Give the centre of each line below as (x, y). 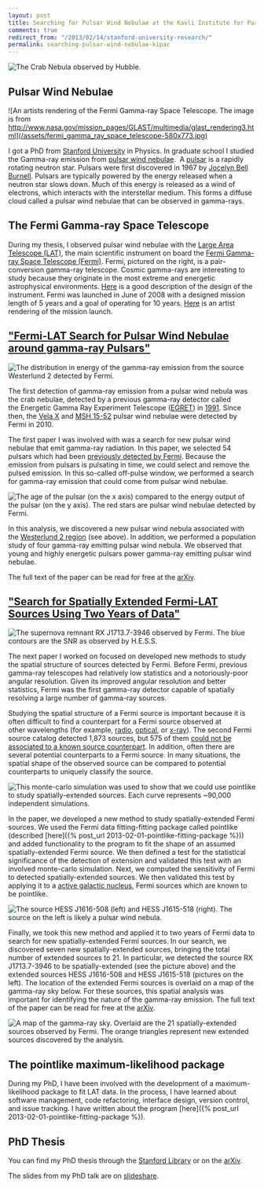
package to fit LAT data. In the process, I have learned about (139, 1092)
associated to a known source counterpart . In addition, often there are (121, 746)
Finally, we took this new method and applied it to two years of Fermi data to (132, 933)
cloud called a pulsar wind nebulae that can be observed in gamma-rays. (126, 200)
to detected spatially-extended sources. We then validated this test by (121, 878)
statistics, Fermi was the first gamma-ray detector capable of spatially (121, 690)
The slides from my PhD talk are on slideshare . (84, 1176)
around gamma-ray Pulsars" (79, 348)
